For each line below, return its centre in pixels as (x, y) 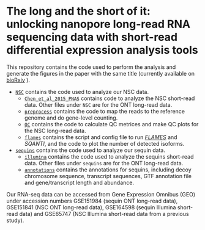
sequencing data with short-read (92, 37)
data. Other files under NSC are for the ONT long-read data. (98, 104)
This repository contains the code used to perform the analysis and (91, 67)
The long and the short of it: (79, 11)
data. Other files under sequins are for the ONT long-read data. (104, 163)
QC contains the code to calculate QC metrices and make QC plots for (111, 124)
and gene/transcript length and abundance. (79, 182)
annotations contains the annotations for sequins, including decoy (108, 170)
